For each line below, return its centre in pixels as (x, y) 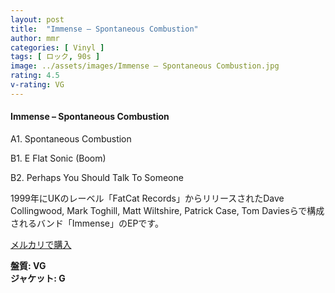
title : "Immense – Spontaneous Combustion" (104, 29)
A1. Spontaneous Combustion (71, 138)
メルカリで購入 (41, 244)
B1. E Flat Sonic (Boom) (58, 158)
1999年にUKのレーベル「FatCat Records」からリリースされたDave (147, 198)
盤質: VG (28, 265)
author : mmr (35, 38)
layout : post (37, 19)
